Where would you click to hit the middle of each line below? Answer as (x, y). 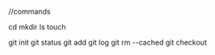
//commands (30, 12)
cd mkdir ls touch (37, 27)
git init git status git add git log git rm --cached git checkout (108, 42)
